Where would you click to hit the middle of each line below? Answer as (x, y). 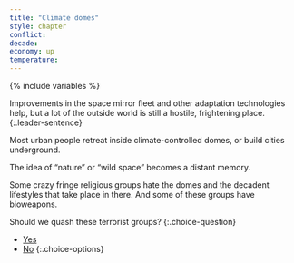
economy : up (32, 52)
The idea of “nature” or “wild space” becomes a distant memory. (130, 167)
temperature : (34, 60)
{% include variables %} (55, 86)
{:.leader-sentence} (46, 122)
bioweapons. (34, 204)
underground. (35, 150)
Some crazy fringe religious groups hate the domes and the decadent (139, 185)
